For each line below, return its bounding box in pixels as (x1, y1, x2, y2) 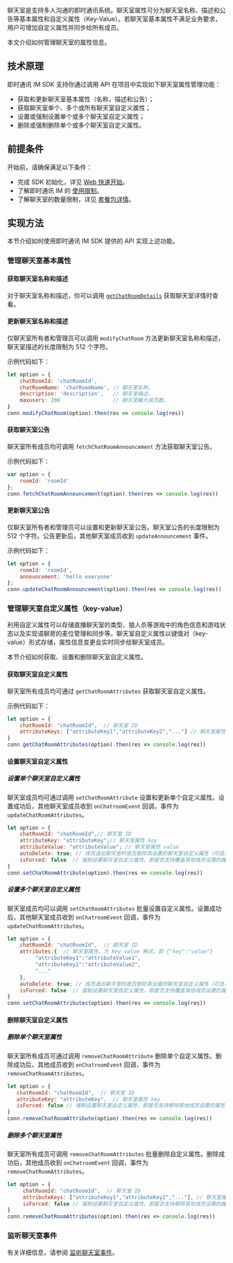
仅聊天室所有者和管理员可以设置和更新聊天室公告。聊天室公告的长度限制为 (7, 523, 220, 531)
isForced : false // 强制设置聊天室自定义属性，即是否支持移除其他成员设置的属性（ (16, 1102, 231, 1109)
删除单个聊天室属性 (7, 1033, 62, 1041)
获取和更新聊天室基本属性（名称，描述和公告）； (17, 94, 155, 103)
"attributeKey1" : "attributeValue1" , (35, 955, 141, 962)
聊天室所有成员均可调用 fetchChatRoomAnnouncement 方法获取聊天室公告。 (7, 443, 216, 451)
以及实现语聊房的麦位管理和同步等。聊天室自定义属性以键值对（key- (12, 629, 209, 638)
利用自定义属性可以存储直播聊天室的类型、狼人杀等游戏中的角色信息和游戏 (7, 620, 220, 629)
